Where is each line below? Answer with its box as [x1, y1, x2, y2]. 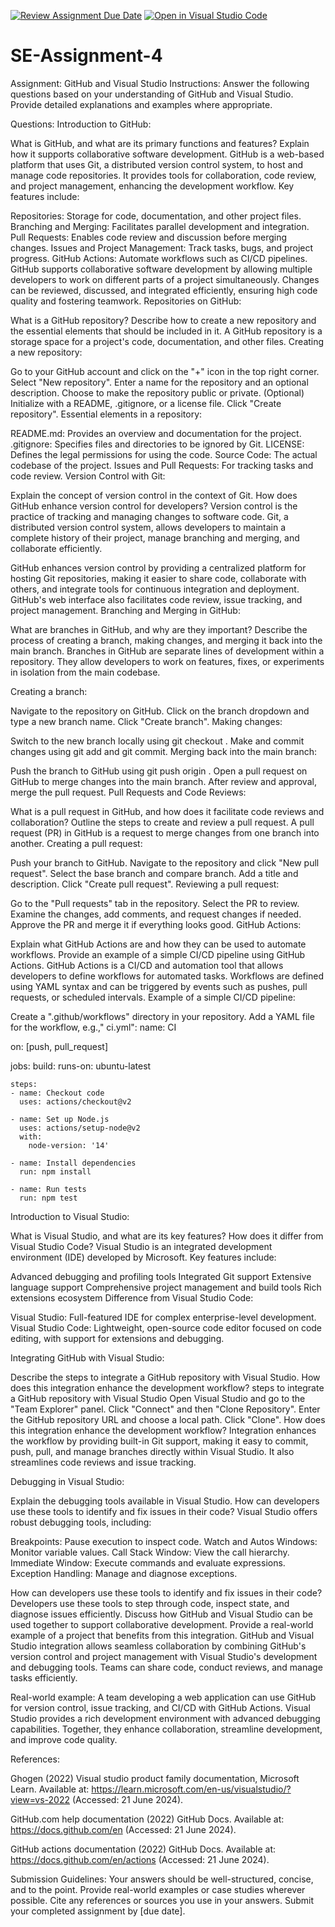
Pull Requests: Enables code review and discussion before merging [10, 231, 288, 243]
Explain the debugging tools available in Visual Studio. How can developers [10, 1495, 320, 1507]
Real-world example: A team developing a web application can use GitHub [10, 1691, 317, 1703]
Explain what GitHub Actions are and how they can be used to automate [10, 938, 307, 950]
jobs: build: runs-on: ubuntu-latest [10, 1060, 152, 1072]
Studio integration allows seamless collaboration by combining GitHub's [10, 1640, 307, 1652]
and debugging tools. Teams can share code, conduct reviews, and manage [10, 1661, 323, 1673]
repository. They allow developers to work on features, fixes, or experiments [10, 655, 325, 667]
